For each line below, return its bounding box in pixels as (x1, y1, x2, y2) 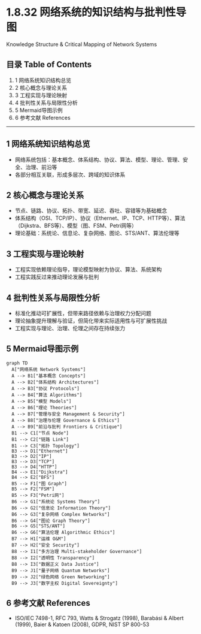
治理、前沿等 (25, 163, 57, 171)
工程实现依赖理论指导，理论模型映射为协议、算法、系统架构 (14, 266, 162, 273)
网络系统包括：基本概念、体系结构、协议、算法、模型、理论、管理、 (14, 156, 183, 163)
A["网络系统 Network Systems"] (11, 366, 86, 372)
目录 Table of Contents (6, 59, 92, 70)
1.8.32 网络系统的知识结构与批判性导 (6, 5, 187, 19)
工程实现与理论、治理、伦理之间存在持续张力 (14, 325, 126, 331)
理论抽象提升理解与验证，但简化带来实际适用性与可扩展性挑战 (14, 317, 167, 324)
